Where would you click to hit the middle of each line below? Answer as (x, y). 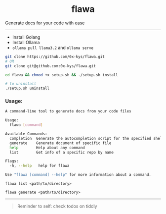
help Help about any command (47, 148)
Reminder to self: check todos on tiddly (57, 206)
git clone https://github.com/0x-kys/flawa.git (55, 56)
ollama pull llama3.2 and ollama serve (53, 48)
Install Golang (26, 37)
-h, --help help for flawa (40, 166)
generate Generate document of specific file (61, 143)
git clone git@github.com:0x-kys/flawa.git (51, 66)
